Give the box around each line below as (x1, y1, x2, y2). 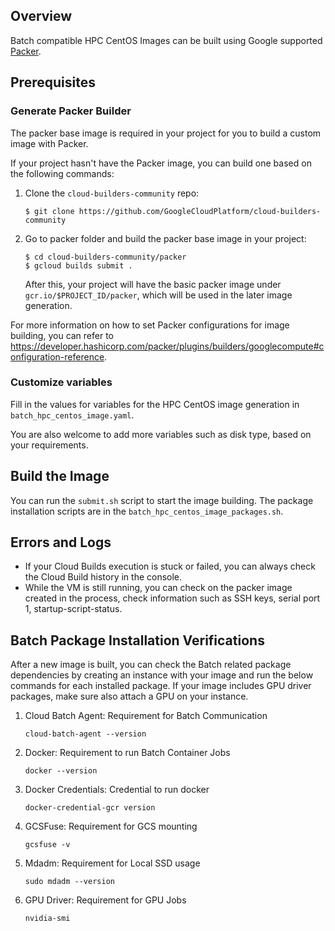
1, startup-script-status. (24, 603, 123, 615)
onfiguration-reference (10, 350, 105, 363)
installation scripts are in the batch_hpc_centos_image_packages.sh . (10, 505, 284, 517)
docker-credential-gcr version (24, 803, 156, 813)
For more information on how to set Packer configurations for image (10, 319, 290, 331)
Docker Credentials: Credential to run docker (24, 784, 210, 796)
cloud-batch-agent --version (24, 729, 147, 739)
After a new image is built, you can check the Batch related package (10, 659, 292, 671)
